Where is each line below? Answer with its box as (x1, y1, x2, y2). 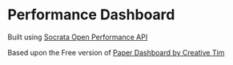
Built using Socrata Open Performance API (7, 32, 148, 42)
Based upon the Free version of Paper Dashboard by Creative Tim (7, 47, 225, 57)
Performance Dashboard (7, 6, 175, 24)
